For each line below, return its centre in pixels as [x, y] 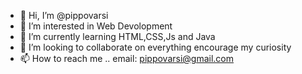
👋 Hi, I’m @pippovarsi [64, 15]
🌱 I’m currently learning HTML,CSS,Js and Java [117, 36]
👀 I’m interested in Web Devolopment [96, 26]
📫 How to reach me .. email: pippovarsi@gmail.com [127, 58]
